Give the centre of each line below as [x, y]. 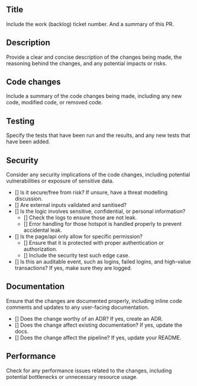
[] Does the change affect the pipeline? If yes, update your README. [98, 337]
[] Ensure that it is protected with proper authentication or [94, 243]
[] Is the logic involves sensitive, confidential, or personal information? [100, 211]
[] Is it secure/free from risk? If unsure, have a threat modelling [91, 193]
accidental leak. [43, 230]
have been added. [28, 142]
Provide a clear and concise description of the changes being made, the [94, 57]
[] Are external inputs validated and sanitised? [71, 205]
